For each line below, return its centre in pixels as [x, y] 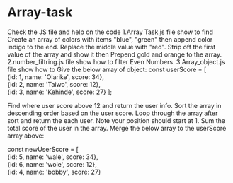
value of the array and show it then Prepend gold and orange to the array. [114, 54]
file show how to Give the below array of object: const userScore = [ [107, 69]
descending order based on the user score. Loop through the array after [113, 113]
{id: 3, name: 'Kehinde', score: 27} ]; [60, 92]
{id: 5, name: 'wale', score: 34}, [53, 157]
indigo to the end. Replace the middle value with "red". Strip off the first [112, 47]
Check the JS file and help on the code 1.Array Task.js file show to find [110, 32]
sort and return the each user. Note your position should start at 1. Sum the [116, 120]
